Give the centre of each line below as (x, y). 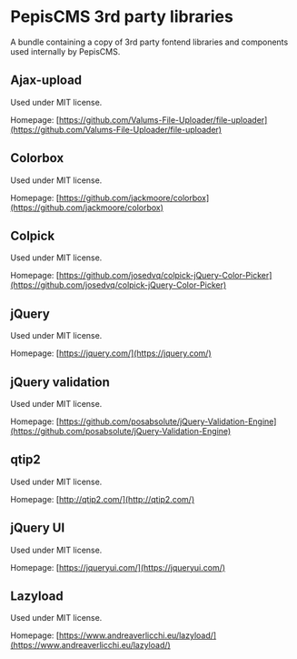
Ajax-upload (46, 81)
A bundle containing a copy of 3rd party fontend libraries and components (149, 42)
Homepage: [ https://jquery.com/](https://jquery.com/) (111, 353)
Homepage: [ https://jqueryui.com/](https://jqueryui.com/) (118, 567)
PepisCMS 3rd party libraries (122, 17)
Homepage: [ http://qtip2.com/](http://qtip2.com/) (102, 499)
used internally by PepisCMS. (65, 51)
